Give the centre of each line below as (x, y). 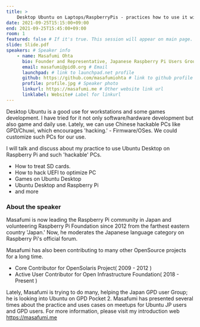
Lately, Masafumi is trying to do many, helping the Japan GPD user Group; (97, 293)
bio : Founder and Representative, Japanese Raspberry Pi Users (102, 61)
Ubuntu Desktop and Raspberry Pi (57, 185)
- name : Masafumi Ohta (45, 56)
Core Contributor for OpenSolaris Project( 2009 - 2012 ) (83, 268)
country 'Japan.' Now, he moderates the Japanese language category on (95, 232)
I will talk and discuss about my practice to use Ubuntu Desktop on (88, 148)
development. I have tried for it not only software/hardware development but (100, 118)
